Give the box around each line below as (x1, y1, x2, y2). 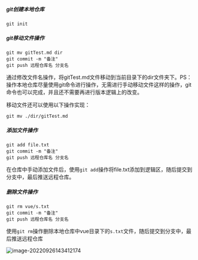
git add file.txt (6, 142, 50, 148)
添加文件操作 (6, 126, 38, 134)
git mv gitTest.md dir (6, 50, 63, 56)
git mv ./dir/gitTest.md (6, 113, 68, 119)
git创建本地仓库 (6, 5, 45, 13)
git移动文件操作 (6, 34, 45, 41)
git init (6, 21, 28, 27)
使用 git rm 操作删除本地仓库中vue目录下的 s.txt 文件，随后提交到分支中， (6, 227, 187, 234)
